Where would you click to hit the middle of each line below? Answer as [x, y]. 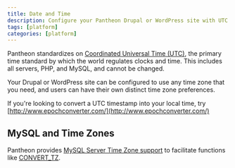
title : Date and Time [39, 14]
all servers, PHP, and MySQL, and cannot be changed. [86, 68]
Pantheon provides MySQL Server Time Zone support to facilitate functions [116, 150]
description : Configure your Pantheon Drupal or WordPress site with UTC [118, 20]
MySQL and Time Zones [61, 133]
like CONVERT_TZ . [34, 158]
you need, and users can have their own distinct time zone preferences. [112, 90]
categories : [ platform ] [42, 34]
